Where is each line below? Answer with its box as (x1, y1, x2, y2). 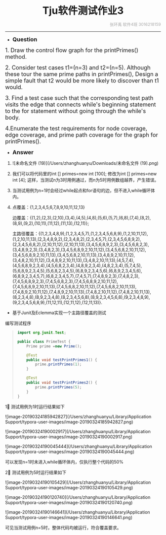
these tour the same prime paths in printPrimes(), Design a (5, 70, 159, 77)
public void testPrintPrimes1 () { (26, 357, 97, 362)
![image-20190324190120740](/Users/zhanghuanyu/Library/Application (5, 494, 151, 500)
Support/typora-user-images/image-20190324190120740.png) (5, 499, 133, 505)
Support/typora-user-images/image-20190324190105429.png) (5, 484, 133, 490)
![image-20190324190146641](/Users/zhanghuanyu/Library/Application (5, 509, 150, 515)
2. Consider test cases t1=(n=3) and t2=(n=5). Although (5, 64, 151, 71)
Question (12, 36, 38, 43)
